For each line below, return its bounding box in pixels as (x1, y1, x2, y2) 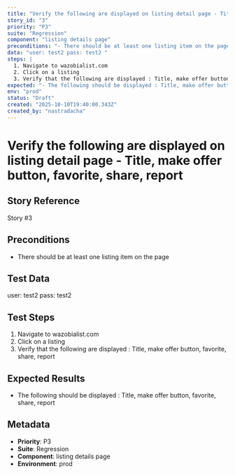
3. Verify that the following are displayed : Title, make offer (13, 75, 208, 82)
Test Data (7, 272, 50, 284)
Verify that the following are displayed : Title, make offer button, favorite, (17, 345, 227, 353)
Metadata (7, 418, 50, 430)
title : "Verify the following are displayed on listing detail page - (7, 10, 218, 17)
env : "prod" (7, 88, 42, 95)
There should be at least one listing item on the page (17, 252, 169, 261)
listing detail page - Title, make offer (7, 152, 222, 168)
